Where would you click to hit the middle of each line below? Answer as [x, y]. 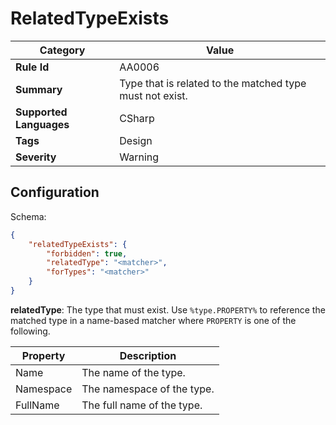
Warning [139, 157]
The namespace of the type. [148, 389]
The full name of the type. [142, 405]
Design [136, 140]
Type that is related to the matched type [213, 83]
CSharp [137, 118]
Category [62, 50]
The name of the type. [133, 372]
